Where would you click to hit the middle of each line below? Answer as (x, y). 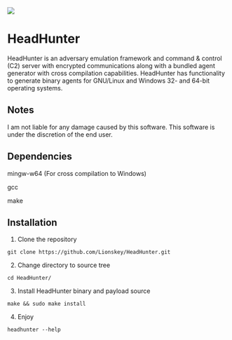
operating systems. (35, 88)
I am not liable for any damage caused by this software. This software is (111, 127)
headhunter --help (34, 330)
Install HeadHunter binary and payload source (84, 291)
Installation (32, 223)
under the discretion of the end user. (60, 134)
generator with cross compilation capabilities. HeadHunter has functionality (116, 73)
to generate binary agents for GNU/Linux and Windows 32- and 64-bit (109, 81)
